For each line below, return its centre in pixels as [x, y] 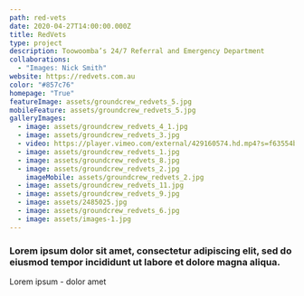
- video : [34, 143]
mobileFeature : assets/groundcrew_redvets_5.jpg [103, 110]
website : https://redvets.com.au [72, 77]
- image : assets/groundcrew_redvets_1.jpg [99, 152]
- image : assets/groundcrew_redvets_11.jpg [100, 186]
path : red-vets [38, 18]
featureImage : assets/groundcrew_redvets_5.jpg [101, 102]
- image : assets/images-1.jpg [74, 219]
